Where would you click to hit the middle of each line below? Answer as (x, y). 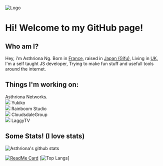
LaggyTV (20, 120)
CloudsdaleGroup (29, 114)
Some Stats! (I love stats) (45, 136)
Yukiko (18, 102)
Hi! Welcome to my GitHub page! (74, 28)
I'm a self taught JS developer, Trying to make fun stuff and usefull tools (79, 63)
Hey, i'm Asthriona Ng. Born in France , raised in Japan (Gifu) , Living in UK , (82, 58)
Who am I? (22, 46)
